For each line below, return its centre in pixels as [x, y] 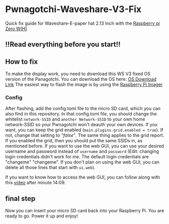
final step [20, 199]
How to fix [21, 62]
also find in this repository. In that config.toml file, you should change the [81, 114]
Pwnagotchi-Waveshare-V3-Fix [73, 9]
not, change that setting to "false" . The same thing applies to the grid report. [85, 135]
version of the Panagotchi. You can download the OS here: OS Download [81, 79]
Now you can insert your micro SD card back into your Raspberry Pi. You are [85, 211]
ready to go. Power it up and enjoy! [42, 216]
